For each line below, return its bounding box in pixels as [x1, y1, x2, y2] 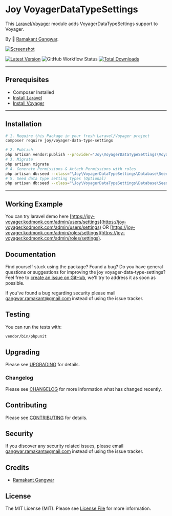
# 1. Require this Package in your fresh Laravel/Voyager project [5, 133, 150, 138]
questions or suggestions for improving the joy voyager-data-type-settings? [5, 269, 166, 275]
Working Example [5, 200, 63, 208]
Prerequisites [5, 75, 49, 84]
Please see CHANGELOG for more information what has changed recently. [5, 386, 162, 392]
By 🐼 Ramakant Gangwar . [5, 36, 59, 42]
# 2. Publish [5, 147, 33, 152]
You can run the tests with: [5, 324, 62, 330]
